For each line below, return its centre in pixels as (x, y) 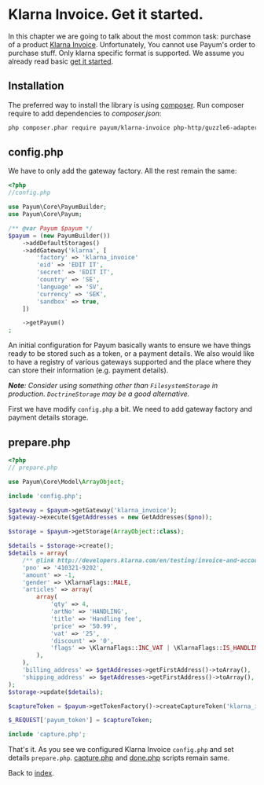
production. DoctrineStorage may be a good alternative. (99, 394)
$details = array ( (38, 553)
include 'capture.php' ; (47, 735)
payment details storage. (48, 417)
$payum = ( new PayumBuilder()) (59, 236)
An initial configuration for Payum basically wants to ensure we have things (130, 345)
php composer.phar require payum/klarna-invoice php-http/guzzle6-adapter (133, 127)
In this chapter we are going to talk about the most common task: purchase (130, 36)
